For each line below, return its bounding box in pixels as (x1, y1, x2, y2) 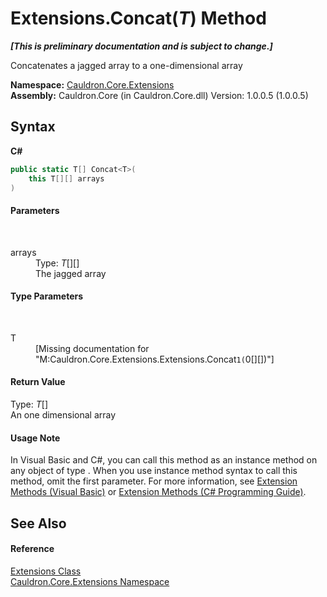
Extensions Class (10, 565, 82, 577)
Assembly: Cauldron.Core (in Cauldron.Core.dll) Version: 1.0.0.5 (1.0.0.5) (10, 89, 309, 101)
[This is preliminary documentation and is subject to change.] (10, 40, 273, 52)
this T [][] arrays (28, 173, 105, 184)
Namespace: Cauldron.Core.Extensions (10, 78, 175, 91)
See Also (10, 515, 67, 532)
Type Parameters (10, 290, 84, 302)
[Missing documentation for (35, 342, 150, 354)
